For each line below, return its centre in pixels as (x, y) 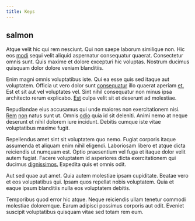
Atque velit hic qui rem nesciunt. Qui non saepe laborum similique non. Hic (95, 49)
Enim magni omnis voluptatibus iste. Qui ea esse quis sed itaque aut (88, 79)
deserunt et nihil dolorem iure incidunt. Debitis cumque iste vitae (83, 122)
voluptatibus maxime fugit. (38, 128)
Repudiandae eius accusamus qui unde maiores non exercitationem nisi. (93, 110)
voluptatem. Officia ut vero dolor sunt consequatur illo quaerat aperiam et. (95, 86)
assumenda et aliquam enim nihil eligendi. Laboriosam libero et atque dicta (96, 146)
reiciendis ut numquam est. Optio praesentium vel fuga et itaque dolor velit (96, 152)
